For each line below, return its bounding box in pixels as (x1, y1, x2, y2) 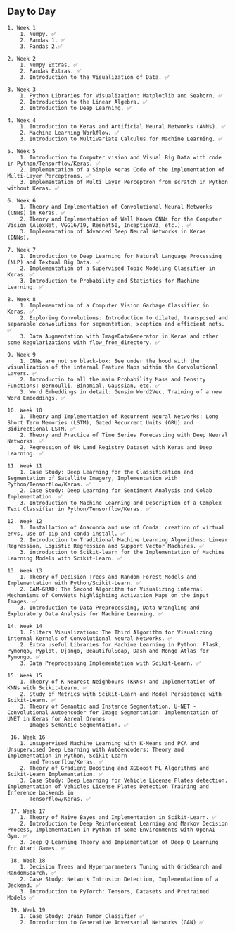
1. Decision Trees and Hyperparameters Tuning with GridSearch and (20, 863, 222, 870)
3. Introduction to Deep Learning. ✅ (20, 104, 132, 111)
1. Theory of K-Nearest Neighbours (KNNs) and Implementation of (20, 678, 216, 685)
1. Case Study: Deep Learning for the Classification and (20, 468, 193, 475)
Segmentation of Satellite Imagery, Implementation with (7, 474, 178, 482)
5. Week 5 (7, 147, 37, 154)
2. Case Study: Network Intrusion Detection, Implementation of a (20, 876, 219, 883)
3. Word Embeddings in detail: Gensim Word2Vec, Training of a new (20, 388, 222, 396)
